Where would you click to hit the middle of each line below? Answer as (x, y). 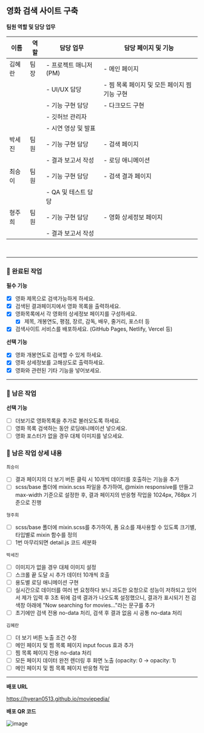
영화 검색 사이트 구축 (42, 11)
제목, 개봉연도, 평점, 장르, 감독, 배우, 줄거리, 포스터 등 (87, 321)
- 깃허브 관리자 (66, 116)
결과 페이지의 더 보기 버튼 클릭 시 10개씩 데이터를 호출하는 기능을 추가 (97, 479)
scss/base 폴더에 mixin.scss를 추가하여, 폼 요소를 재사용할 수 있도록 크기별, (106, 527)
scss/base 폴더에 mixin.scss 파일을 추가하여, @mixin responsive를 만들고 (104, 487)
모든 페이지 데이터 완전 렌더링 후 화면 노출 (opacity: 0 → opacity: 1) (96, 661)
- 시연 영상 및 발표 (71, 128)
